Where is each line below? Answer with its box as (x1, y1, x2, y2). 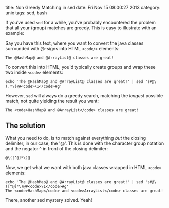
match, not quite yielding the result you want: (5, 98, 99, 104)
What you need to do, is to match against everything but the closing (5, 135, 146, 141)
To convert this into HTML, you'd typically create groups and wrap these (5, 64, 156, 70)
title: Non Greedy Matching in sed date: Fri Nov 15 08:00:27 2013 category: (5, 5, 161, 10)
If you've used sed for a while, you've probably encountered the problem (5, 20, 156, 25)
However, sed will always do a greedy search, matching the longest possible (5, 93, 163, 98)
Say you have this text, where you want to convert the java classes (5, 40, 144, 46)
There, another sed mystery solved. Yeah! (5, 197, 92, 203)
